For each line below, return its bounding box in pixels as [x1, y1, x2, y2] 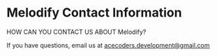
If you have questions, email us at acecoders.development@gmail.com [6, 41, 210, 49]
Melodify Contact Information [6, 5, 182, 21]
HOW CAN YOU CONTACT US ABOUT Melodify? [6, 28, 147, 36]
